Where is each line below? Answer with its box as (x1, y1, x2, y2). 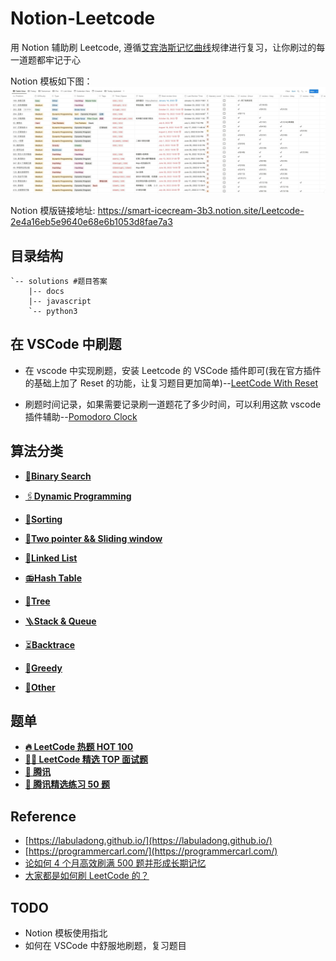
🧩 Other (24, 681, 56, 693)
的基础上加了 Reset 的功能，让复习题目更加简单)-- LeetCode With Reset (24, 377, 318, 389)
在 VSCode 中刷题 (10, 336, 122, 353)
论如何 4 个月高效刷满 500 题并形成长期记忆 (24, 857, 207, 869)
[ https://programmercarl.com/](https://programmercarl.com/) (24, 845, 278, 857)
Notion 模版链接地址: (10, 205, 96, 217)
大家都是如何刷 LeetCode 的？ (24, 870, 150, 882)
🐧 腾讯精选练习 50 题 (24, 778, 111, 791)
